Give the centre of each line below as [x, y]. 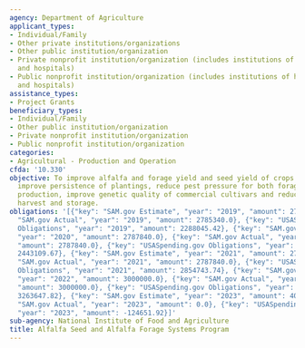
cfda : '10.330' [38, 169]
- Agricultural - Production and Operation [93, 161]
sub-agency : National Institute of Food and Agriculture [119, 321]
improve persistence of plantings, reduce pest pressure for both [146, 187]
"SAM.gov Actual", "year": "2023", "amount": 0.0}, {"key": [133, 304]
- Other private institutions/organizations [95, 43]
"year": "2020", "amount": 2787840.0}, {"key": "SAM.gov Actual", [146, 237]
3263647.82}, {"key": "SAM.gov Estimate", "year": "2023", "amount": [152, 295]
